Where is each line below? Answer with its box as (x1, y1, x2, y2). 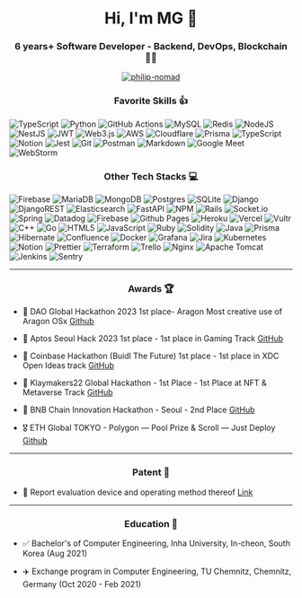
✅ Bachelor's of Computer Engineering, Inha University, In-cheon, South (22, 538, 290, 549)
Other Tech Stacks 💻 (103, 170, 199, 182)
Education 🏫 (124, 517, 178, 530)
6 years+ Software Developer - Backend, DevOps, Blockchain (14, 40, 288, 53)
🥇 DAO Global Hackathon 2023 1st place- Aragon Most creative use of (22, 306, 283, 317)
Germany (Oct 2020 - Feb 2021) (22, 578, 142, 589)
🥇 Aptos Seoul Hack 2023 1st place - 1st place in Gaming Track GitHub (22, 333, 284, 344)
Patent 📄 (131, 466, 171, 479)
